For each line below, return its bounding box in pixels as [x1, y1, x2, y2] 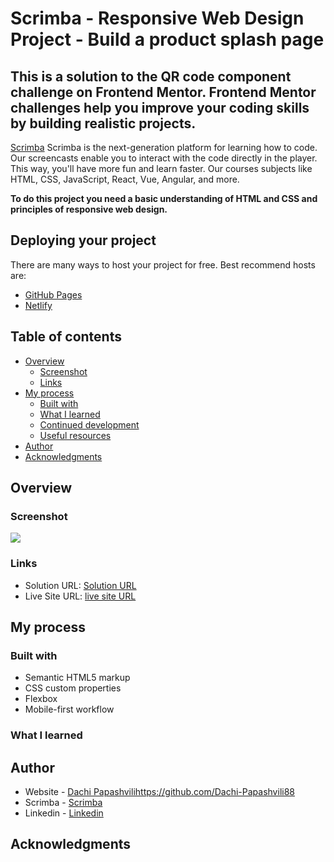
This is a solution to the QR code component [10, 68, 292, 85]
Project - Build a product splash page [10, 28, 325, 51]
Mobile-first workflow [24, 703, 115, 716]
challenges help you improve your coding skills [10, 99, 310, 116]
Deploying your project [10, 232, 157, 249]
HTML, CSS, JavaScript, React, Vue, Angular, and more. [10, 173, 240, 185]
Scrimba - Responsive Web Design [10, 7, 305, 30]
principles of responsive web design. [10, 203, 168, 215]
